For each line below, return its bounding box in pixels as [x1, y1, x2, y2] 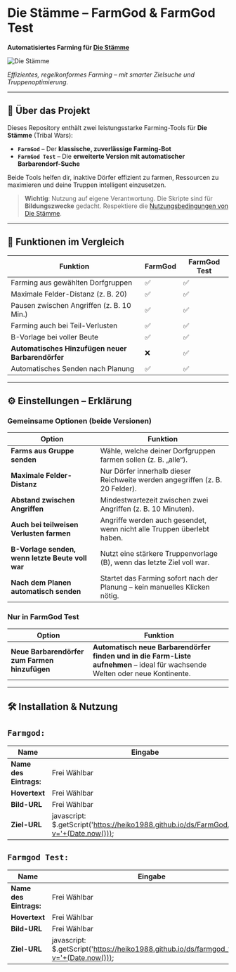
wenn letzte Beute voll [11, 553, 87, 563]
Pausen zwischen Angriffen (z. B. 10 [11, 300, 131, 310]
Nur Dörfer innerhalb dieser [100, 466, 191, 476]
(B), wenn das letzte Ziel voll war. [100, 557, 210, 567]
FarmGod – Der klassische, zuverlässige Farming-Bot [17, 144, 172, 153]
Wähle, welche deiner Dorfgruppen [100, 446, 216, 456]
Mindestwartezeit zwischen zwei [100, 495, 209, 505]
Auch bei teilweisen [11, 520, 79, 530]
